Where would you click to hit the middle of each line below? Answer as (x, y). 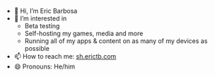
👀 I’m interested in (40, 18)
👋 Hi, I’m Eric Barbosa (46, 11)
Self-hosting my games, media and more (84, 33)
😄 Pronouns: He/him (45, 66)
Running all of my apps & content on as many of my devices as (116, 41)
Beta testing (42, 26)
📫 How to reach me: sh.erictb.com (65, 56)
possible (37, 48)
